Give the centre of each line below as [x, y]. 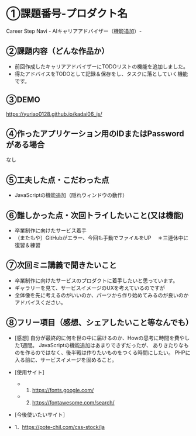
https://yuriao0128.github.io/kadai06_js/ [54, 114]
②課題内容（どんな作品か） [58, 51]
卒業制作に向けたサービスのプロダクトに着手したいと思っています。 [96, 281]
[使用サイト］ [31, 372]
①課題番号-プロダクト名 [67, 14]
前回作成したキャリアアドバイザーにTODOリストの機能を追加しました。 [101, 66]
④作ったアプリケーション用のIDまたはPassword [95, 134]
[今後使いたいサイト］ [41, 414]
